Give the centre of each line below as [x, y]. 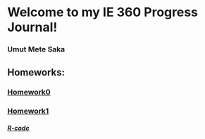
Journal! [32, 27]
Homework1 [28, 111]
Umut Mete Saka [36, 49]
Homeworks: [36, 72]
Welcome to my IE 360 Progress [103, 12]
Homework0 [29, 92]
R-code [18, 128]
